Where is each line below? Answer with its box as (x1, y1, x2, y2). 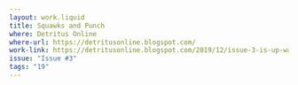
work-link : (9, 46, 50, 55)
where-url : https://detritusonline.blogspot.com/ (9, 37, 197, 47)
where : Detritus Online (9, 29, 98, 38)
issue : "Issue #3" (9, 54, 77, 63)
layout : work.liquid (9, 12, 86, 22)
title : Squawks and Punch (9, 21, 105, 30)
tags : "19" (9, 63, 50, 72)
